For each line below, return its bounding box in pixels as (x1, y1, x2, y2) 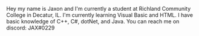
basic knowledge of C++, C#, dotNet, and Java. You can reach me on (6, 18, 180, 25)
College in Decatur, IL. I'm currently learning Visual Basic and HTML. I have (6, 11, 194, 19)
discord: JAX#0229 (6, 24, 55, 31)
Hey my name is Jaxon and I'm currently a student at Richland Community (6, 5, 191, 12)
